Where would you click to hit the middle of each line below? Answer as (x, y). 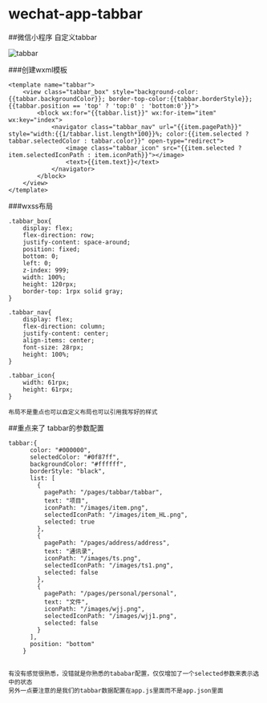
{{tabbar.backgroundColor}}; (57, 99)
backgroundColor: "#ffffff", (78, 464)
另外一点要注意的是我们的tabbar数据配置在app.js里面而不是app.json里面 (116, 690)
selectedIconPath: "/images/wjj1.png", (111, 616)
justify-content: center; (66, 333)
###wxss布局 (31, 206)
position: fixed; (52, 249)
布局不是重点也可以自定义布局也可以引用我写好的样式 (83, 412)
